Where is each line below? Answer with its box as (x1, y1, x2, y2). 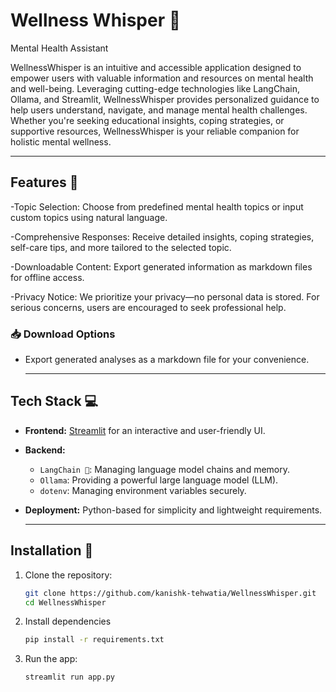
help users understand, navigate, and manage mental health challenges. (10, 104, 308, 116)
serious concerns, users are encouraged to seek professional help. (10, 301, 287, 313)
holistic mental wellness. (10, 135, 112, 148)
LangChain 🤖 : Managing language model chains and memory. (39, 463, 291, 475)
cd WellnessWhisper (24, 597, 107, 608)
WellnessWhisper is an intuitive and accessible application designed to (10, 61, 302, 73)
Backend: (24, 444, 66, 456)
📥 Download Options (10, 327, 116, 341)
